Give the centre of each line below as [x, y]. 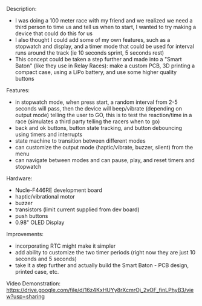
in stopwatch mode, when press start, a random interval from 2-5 [96, 102]
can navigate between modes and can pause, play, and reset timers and [105, 160]
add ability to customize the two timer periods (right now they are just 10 [105, 252]
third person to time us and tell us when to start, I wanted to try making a [106, 27]
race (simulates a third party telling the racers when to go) [87, 121]
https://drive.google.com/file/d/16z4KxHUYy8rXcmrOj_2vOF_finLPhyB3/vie [100, 290]
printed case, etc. [37, 272]
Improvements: [25, 234]
